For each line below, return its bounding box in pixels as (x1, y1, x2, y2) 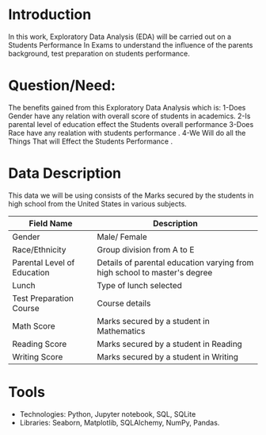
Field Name (28, 217, 73, 229)
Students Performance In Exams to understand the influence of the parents (8, 40, 253, 49)
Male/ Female (97, 231, 148, 242)
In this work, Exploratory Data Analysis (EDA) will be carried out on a (8, 32, 232, 41)
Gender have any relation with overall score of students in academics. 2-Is (8, 111, 251, 121)
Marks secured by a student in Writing (97, 351, 239, 362)
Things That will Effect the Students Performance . (8, 137, 173, 146)
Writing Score (12, 351, 63, 362)
